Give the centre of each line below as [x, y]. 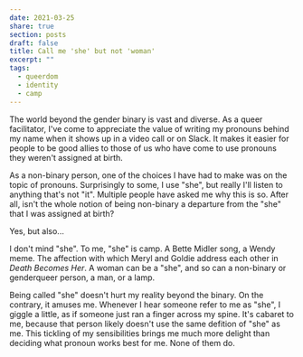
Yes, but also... [37, 230]
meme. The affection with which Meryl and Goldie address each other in [144, 258]
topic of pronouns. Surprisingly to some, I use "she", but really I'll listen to [146, 184]
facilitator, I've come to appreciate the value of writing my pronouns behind [149, 128]
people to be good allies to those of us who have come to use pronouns [143, 148]
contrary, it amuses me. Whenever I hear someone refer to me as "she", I [145, 305]
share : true [32, 26]
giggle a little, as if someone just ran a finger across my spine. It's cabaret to [151, 314]
